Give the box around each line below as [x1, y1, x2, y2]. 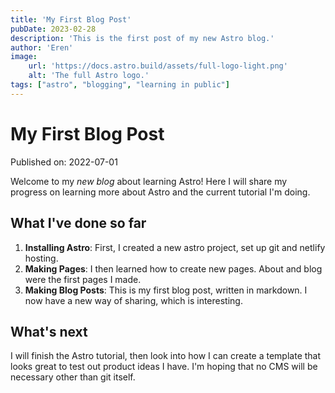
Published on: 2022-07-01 [10, 156, 118, 168]
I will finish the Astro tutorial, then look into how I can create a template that [10, 350, 322, 362]
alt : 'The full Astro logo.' [28, 71, 150, 81]
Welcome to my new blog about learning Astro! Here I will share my [10, 175, 288, 187]
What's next [10, 323, 88, 340]
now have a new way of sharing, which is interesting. [24, 294, 243, 306]
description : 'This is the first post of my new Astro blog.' [10, 33, 275, 43]
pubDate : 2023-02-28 [10, 24, 97, 34]
